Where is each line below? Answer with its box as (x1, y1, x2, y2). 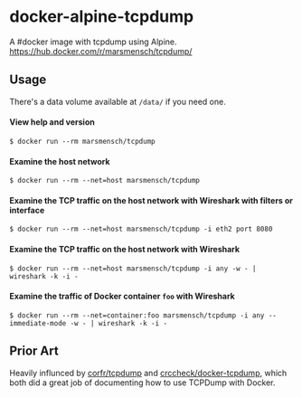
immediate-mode (9, 318, 67, 327)
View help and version (9, 117, 95, 128)
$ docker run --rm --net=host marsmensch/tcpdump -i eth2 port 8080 (9, 224, 273, 234)
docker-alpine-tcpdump (9, 6, 194, 27)
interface (9, 204, 45, 215)
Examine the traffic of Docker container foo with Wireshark (9, 291, 235, 302)
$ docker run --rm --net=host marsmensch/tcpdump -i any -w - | (9, 264, 257, 273)
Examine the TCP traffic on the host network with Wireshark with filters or (9, 194, 294, 205)
